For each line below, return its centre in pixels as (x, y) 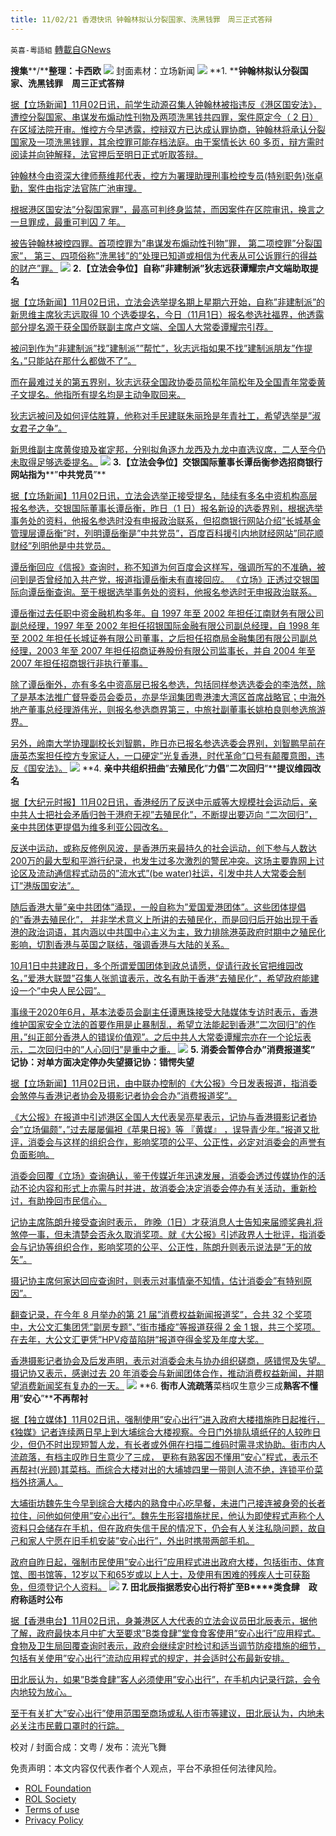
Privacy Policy (54, 1820)
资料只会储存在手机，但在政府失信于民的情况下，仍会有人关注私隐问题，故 (163, 1528)
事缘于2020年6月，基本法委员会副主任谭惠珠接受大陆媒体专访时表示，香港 (164, 1012)
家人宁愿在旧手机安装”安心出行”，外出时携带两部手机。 (141, 1540)
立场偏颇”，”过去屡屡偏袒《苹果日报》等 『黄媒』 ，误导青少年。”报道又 (167, 1129)
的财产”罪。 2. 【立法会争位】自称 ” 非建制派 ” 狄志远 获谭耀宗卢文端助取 (160, 268)
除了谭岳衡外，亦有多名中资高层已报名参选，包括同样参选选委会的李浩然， (163, 684)
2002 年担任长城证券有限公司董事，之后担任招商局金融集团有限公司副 (165, 638)
